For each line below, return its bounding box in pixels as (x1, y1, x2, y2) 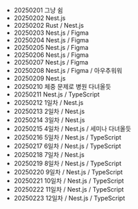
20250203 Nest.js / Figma (13, 28, 89, 37)
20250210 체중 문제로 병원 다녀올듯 (13, 83, 112, 90)
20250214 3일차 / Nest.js (13, 116, 85, 124)
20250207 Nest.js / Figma (13, 58, 89, 66)
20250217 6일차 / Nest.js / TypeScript (13, 142, 121, 150)
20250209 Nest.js (13, 74, 66, 82)
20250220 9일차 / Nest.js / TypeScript (13, 168, 123, 176)
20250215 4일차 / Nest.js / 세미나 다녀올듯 (13, 124, 132, 133)
